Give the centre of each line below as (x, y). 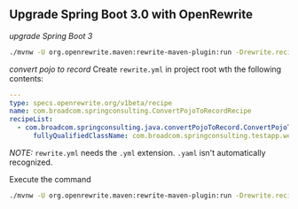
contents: (27, 78)
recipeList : (31, 120)
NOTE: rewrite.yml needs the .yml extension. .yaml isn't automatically (137, 152)
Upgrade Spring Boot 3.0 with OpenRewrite (131, 15)
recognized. (31, 162)
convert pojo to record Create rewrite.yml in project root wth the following (145, 69)
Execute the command (50, 179)
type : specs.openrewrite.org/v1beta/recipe (91, 103)
